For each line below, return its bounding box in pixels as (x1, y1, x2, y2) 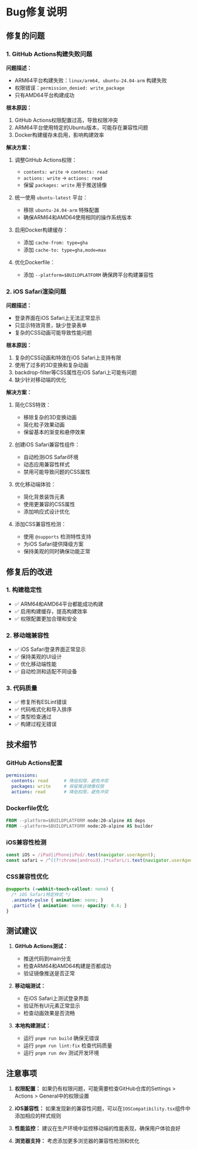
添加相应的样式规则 (14, 1112, 62, 1119)
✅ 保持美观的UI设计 (14, 653, 62, 660)
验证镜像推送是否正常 (23, 970, 75, 977)
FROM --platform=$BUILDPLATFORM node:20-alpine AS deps (6, 817, 145, 824)
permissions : (6, 772, 38, 778)
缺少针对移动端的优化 (14, 376, 66, 384)
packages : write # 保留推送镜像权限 (11, 783, 104, 789)
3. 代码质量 (6, 684, 38, 692)
